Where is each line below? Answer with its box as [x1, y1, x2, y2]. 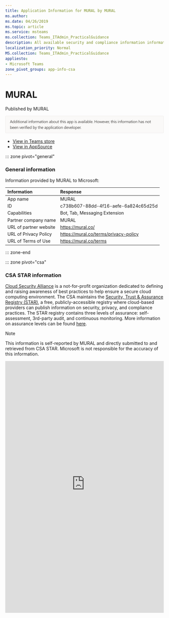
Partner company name [7, 217, 56, 223]
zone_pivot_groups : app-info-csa [5, 67, 75, 72]
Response [60, 188, 82, 194]
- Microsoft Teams [5, 61, 44, 67]
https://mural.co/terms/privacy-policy [60, 231, 139, 237]
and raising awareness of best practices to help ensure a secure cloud [5, 288, 151, 295]
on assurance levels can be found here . [5, 321, 87, 327]
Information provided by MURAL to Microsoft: [5, 177, 100, 184]
